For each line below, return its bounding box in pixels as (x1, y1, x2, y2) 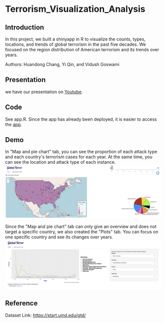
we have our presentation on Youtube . (5, 89, 83, 95)
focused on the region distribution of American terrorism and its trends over (5, 47, 160, 52)
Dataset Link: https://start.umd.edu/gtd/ (5, 312, 86, 318)
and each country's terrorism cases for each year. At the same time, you (5, 154, 153, 160)
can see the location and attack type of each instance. (5, 159, 116, 165)
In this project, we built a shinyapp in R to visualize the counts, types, (5, 36, 146, 42)
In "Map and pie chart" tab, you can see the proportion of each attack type (5, 149, 157, 155)
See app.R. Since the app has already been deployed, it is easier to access (5, 116, 157, 122)
